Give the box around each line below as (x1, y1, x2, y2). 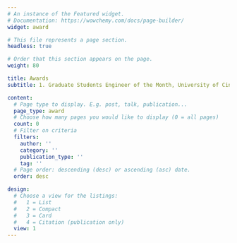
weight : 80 (7, 62, 39, 69)
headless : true (7, 43, 52, 50)
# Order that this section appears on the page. (7, 56, 153, 63)
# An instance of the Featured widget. (7, 10, 125, 18)
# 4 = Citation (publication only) (13, 218, 125, 226)
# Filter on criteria (13, 127, 78, 134)
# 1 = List (13, 198, 52, 206)
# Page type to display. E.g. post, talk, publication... (13, 100, 188, 108)
